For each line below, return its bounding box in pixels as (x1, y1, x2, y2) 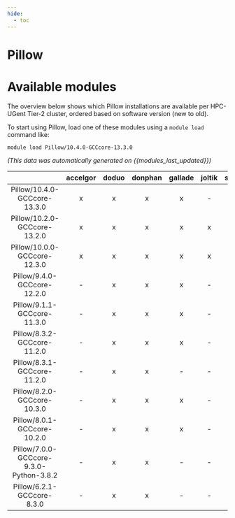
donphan (131, 173, 162, 182)
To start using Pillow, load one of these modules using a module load (7, 123, 204, 131)
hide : (7, 10, 23, 17)
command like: (7, 130, 50, 138)
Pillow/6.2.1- (13, 482, 57, 491)
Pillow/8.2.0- (13, 386, 57, 396)
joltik (200, 173, 218, 182)
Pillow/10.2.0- (10, 213, 59, 223)
